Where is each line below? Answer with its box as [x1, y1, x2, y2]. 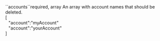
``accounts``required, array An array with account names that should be [5, 4, 155, 9]
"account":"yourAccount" [8, 25, 62, 31]
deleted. [5, 9, 23, 15]
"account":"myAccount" [8, 20, 59, 25]
